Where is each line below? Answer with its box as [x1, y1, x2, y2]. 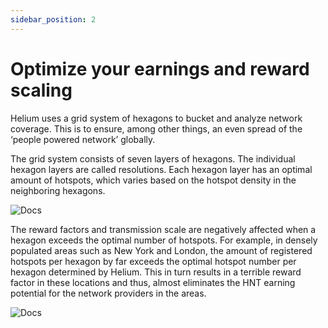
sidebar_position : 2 [10, 14, 97, 25]
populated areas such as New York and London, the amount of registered [10, 244, 313, 256]
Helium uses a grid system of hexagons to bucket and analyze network [10, 112, 303, 124]
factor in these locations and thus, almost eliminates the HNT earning [10, 276, 296, 288]
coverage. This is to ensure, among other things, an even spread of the [10, 122, 303, 135]
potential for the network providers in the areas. [10, 287, 207, 299]
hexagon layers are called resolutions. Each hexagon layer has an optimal [10, 163, 313, 175]
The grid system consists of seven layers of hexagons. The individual [10, 152, 296, 165]
